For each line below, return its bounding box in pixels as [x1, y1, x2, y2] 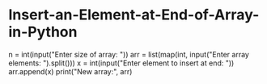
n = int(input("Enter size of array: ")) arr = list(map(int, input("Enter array [8, 49, 249, 59]
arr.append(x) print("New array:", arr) [8, 66, 133, 76]
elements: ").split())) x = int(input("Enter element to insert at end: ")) [8, 58, 235, 68]
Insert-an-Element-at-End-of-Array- [8, 6, 260, 24]
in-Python [8, 23, 78, 41]
